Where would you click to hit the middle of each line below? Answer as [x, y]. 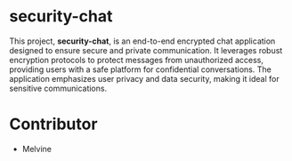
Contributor [53, 124]
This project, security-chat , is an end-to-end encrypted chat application [142, 41]
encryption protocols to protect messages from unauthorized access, [137, 60]
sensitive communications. [58, 88]
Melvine [36, 149]
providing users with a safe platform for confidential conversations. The [140, 69]
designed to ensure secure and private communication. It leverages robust [146, 50]
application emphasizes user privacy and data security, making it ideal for [144, 78]
